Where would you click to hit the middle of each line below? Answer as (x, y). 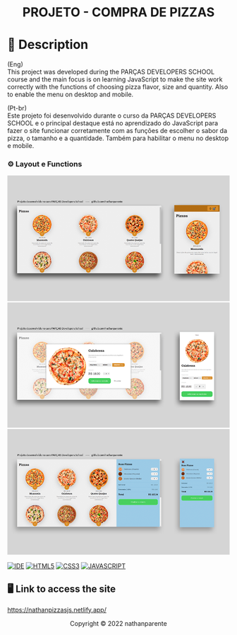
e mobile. (21, 146)
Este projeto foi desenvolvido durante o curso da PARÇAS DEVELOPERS (112, 116)
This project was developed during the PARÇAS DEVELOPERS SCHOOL (111, 72)
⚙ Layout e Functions (45, 164)
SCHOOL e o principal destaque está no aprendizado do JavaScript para (113, 123)
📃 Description (48, 45)
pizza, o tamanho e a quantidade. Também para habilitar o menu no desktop (118, 138)
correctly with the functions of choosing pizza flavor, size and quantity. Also (118, 87)
